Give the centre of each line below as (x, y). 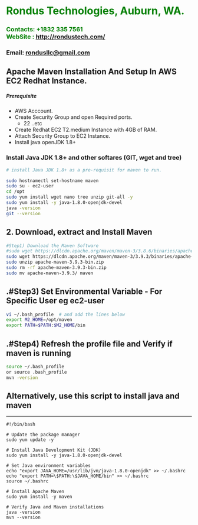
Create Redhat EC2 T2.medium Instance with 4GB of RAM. (86, 130)
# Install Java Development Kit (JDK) (54, 451)
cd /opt (16, 192)
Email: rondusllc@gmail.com (48, 53)
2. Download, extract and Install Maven (79, 232)
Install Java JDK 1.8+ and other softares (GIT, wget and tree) (94, 158)
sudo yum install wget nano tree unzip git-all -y (70, 197)
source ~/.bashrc (27, 481)
